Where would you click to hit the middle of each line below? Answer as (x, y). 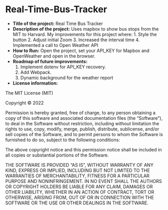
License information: (35, 83)
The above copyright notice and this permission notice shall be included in (83, 149)
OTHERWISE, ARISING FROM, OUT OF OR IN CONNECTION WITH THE (80, 197)
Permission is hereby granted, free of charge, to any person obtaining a (80, 113)
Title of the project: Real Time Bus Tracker (58, 23)
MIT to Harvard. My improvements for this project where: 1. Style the (85, 34)
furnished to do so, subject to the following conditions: (63, 140)
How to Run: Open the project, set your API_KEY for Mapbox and (81, 50)
